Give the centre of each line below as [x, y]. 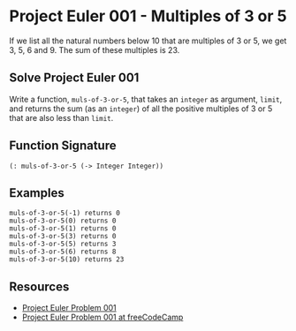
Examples [37, 193]
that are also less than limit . [61, 117]
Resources [39, 286]
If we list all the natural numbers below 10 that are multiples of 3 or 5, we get [148, 41]
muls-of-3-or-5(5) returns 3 [63, 244]
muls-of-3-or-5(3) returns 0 [63, 237]
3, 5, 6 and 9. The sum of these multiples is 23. [95, 49]
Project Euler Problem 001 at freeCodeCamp [102, 317]
